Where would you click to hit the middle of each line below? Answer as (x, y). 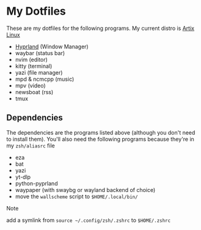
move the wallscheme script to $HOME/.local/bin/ (77, 196)
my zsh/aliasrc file (31, 146)
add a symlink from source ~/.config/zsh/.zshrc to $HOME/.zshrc (89, 220)
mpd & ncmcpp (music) (45, 79)
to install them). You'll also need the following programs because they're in (100, 139)
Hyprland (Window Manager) (52, 46)
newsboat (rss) (34, 92)
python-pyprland (36, 183)
